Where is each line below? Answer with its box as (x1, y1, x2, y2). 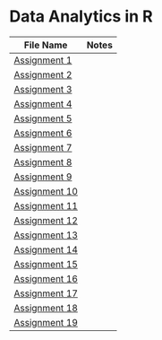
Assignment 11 (13, 199, 79, 212)
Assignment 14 (13, 243, 79, 256)
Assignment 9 (13, 170, 72, 183)
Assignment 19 (13, 316, 79, 328)
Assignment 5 (13, 112, 72, 125)
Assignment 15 (13, 257, 79, 270)
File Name (23, 39, 68, 51)
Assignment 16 (13, 272, 79, 284)
